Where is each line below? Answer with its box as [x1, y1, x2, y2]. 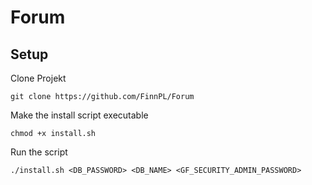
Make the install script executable [10, 109, 149, 121]
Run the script [10, 146, 68, 158]
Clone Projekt [10, 72, 67, 84]
